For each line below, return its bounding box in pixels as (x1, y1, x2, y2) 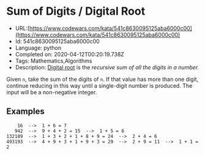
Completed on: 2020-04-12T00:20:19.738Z (15, 50, 124, 58)
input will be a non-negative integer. (6, 88, 97, 96)
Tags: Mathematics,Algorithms (15, 57, 93, 64)
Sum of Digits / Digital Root (6, 4, 146, 18)
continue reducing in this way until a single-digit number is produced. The (6, 81, 193, 89)
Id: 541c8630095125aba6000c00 (15, 37, 100, 45)
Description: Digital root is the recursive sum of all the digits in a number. (15, 63, 199, 71)
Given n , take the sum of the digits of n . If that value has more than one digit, (6, 75, 199, 83)
